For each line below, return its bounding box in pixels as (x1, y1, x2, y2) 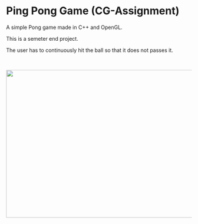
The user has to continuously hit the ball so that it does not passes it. (6, 46, 173, 54)
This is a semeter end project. (6, 35, 78, 42)
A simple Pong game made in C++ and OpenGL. (6, 24, 123, 31)
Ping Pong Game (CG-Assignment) (6, 4, 180, 18)
